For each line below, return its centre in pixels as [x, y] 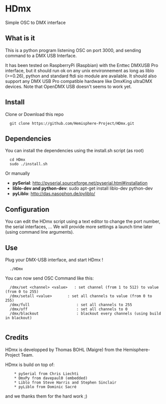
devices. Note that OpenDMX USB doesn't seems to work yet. [69, 86]
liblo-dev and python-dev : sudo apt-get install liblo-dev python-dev [83, 188]
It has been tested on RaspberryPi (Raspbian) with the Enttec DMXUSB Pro [82, 65]
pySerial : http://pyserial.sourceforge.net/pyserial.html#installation [80, 183]
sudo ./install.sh [29, 164]
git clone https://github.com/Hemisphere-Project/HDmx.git [72, 123]
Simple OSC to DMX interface [36, 22]
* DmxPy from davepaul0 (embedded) [51, 378]
